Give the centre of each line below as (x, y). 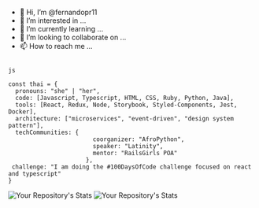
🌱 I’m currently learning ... (61, 29)
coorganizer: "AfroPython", (139, 139)
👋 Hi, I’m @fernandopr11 (58, 12)
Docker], (22, 112)
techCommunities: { (47, 132)
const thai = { (33, 84)
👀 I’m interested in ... (53, 20)
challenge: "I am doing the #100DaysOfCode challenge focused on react (131, 167)
